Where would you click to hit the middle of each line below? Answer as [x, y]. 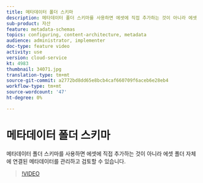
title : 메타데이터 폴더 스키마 [40, 12]
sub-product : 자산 [29, 23]
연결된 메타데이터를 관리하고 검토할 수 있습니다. [69, 161]
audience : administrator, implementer [56, 41]
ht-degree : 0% [25, 98]
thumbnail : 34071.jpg [34, 69]
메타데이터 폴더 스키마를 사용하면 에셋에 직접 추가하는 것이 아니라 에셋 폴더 [96, 154]
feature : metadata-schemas [41, 29]
